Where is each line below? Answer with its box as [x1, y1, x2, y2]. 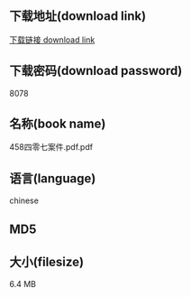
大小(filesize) [9, 255, 84, 270]
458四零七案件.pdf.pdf [9, 142, 93, 153]
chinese [9, 195, 39, 206]
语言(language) [9, 171, 96, 186]
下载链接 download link [9, 34, 95, 45]
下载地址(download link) [9, 8, 147, 24]
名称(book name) [9, 116, 106, 132]
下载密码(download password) [9, 63, 183, 79]
